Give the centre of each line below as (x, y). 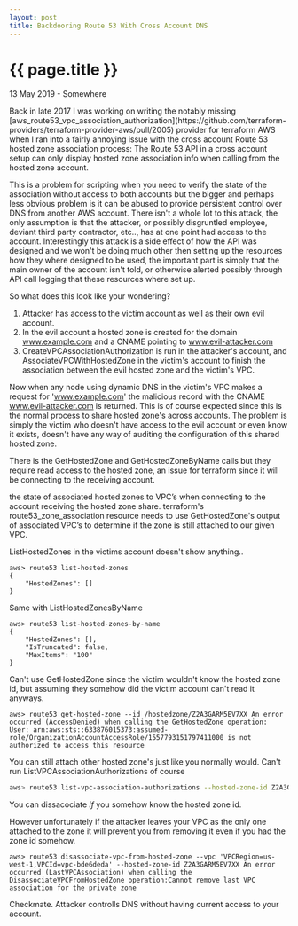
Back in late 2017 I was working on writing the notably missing (123, 111)
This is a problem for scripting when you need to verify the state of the (138, 185)
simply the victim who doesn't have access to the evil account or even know (149, 425)
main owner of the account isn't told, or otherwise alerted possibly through (146, 270)
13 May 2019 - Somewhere (58, 94)
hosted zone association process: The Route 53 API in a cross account (138, 149)
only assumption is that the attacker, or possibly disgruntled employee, (138, 223)
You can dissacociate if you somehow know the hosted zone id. (125, 804)
